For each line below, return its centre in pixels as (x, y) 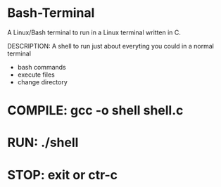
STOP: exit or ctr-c (63, 175)
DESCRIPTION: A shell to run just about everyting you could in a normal (111, 46)
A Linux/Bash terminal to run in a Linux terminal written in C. (94, 32)
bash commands (42, 67)
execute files (36, 75)
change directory (43, 82)
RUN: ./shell (43, 143)
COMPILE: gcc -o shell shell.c (95, 111)
